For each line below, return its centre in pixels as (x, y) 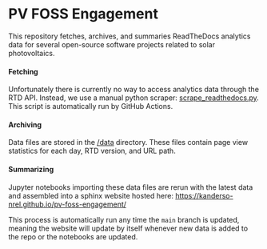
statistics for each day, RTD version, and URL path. (92, 151)
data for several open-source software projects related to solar (112, 44)
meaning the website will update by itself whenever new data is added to (128, 228)
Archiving (25, 124)
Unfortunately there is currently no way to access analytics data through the (134, 90)
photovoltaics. (32, 53)
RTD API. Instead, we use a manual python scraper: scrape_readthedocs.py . (134, 98)
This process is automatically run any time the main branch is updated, (124, 219)
